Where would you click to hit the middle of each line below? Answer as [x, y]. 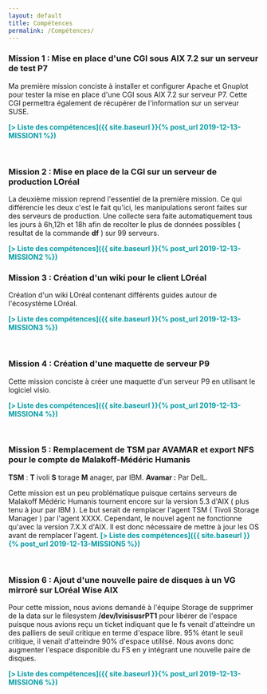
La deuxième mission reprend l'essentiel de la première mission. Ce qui [125, 199]
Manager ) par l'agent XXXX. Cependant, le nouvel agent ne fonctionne [126, 518]
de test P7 [28, 69]
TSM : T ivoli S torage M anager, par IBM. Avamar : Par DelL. [108, 477]
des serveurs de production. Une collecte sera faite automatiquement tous [130, 216]
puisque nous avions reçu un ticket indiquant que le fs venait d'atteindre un [132, 624]
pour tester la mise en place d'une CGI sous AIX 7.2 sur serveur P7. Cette [128, 94]
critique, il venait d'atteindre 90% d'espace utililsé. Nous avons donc [121, 641]
